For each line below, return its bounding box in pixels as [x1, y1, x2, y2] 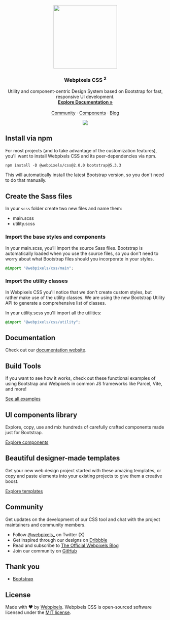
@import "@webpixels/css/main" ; [5, 266, 74, 271]
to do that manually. [5, 177, 47, 183]
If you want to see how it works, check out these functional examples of [5, 375, 156, 381]
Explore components [5, 439, 49, 445]
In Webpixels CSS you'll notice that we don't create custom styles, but [5, 289, 152, 295]
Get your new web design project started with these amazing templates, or [5, 467, 161, 473]
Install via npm [5, 134, 52, 143]
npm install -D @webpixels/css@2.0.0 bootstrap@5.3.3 [5, 162, 122, 168]
